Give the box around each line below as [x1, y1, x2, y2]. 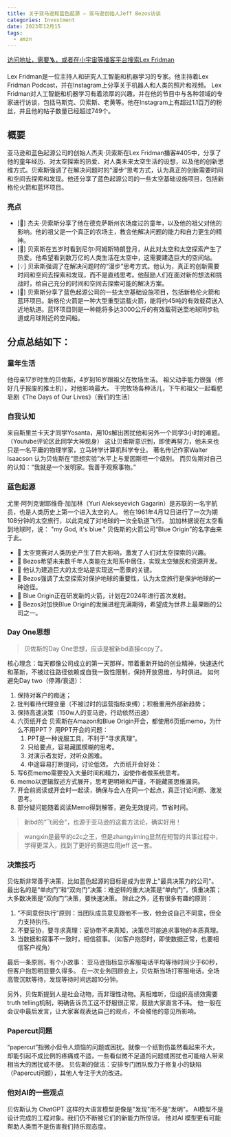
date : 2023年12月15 [7, 23, 61, 30]
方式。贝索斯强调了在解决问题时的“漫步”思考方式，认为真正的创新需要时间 [12, 166, 223, 174]
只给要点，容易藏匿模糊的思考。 [27, 742, 118, 751]
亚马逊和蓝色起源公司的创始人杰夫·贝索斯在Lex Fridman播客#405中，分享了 [7, 148, 222, 157]
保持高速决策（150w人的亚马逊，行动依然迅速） [16, 708, 153, 716]
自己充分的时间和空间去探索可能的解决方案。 [41, 279, 168, 288]
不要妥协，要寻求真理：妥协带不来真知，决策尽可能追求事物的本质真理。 [16, 926, 222, 935]
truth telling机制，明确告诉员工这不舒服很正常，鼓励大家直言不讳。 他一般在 [7, 998, 222, 1007]
